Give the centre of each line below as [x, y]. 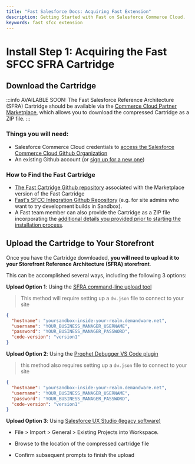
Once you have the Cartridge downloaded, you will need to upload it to [93, 257]
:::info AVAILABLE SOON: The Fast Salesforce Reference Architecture [90, 100]
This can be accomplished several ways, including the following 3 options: [96, 275]
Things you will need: [37, 134]
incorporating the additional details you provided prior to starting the [98, 218]
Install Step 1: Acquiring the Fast [87, 52]
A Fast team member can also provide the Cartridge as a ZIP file [92, 212]
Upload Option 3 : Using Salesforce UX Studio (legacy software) [83, 421]
